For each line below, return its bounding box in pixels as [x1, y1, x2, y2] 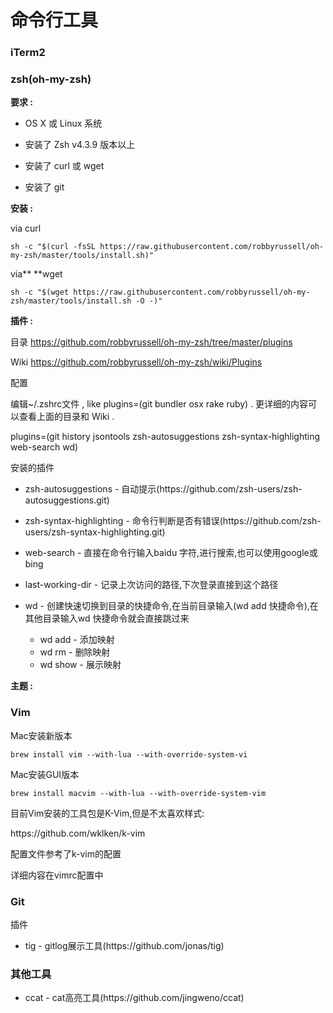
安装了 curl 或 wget [24, 160, 105, 172]
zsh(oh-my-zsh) [10, 72, 92, 86]
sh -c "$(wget [10, 287, 70, 298]
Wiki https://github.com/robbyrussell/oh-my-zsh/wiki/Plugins [10, 356, 263, 368]
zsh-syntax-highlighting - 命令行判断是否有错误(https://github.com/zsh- [24, 515, 322, 527]
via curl [10, 222, 42, 235]
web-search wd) [10, 441, 79, 453]
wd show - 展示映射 [39, 659, 122, 671]
